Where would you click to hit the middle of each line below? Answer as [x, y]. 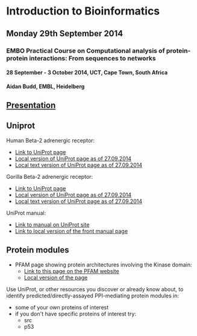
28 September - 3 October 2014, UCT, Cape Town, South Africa [87, 73]
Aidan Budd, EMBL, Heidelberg [45, 86]
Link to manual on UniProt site [52, 224]
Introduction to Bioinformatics [83, 11]
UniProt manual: [26, 213]
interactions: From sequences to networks [92, 58]
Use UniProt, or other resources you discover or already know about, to [95, 289]
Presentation [31, 105]
